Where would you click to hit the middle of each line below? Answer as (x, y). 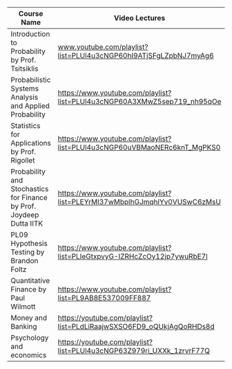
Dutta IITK (27, 223)
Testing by (28, 252)
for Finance (29, 198)
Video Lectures (139, 18)
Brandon (25, 261)
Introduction (30, 34)
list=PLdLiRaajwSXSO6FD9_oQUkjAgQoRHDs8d (136, 326)
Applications (31, 143)
